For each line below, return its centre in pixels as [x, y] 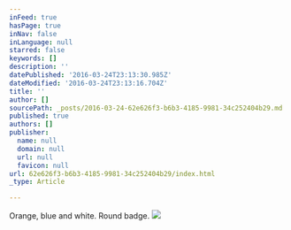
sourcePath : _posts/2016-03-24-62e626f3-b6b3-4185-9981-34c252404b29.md [146, 108]
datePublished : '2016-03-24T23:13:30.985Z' [91, 75]
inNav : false [33, 34]
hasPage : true [35, 26]
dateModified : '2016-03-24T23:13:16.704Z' [88, 83]
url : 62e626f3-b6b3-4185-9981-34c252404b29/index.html [112, 173]
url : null [35, 157]
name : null [37, 141]
